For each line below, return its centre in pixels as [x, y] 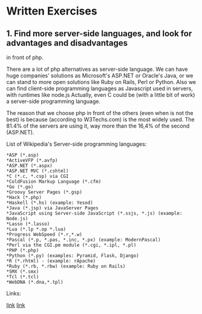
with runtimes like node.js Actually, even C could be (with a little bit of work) [101, 95]
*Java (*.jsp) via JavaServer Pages [52, 208]
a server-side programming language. [54, 101]
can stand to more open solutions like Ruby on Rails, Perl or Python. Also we [101, 82]
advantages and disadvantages [67, 43]
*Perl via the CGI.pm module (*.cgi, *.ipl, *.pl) [71, 245]
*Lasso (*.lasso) [28, 224]
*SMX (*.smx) [23, 272]
